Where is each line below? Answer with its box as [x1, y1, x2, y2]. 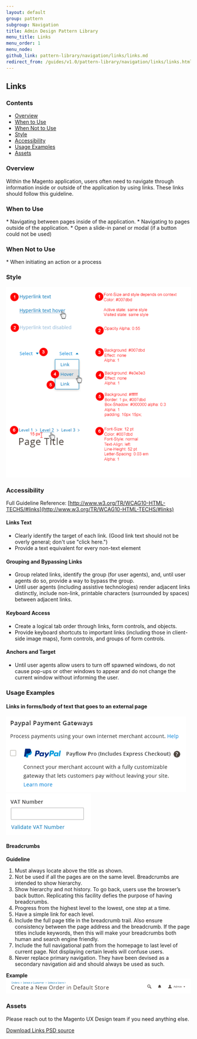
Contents [6, 99, 33, 107]
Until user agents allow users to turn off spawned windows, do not [14, 661, 175, 668]
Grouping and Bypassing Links [6, 558, 83, 565]
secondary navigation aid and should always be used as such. [14, 960, 165, 967]
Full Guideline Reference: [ [6, 499, 70, 507]
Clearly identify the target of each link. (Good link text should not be [14, 532, 179, 539]
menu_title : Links [6, 34, 51, 40]
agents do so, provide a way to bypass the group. [14, 578, 135, 585]
